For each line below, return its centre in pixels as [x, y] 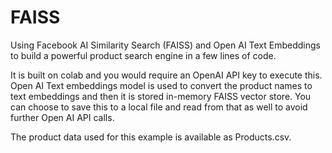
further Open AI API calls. [62, 117]
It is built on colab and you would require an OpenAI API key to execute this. [166, 75]
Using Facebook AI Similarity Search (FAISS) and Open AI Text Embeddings [166, 45]
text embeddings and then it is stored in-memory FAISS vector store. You [161, 96]
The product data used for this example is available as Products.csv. [151, 137]
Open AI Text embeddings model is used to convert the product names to [161, 85]
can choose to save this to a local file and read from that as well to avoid [159, 107]
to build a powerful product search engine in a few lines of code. [143, 55]
